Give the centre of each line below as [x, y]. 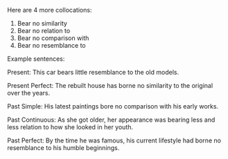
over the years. [29, 93]
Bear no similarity [42, 23]
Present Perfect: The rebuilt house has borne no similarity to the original [110, 85]
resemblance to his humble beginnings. [63, 148]
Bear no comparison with [53, 38]
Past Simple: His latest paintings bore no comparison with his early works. [113, 106]
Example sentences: [36, 59]
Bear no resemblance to [51, 45]
